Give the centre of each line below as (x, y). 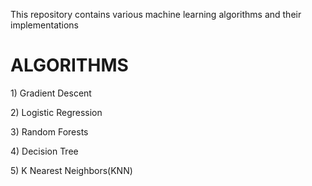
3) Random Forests (49, 131)
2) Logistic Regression (56, 112)
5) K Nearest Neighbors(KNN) (71, 170)
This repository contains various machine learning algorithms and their (156, 14)
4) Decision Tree (44, 151)
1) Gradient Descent (51, 93)
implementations (45, 25)
